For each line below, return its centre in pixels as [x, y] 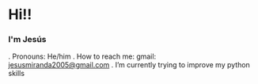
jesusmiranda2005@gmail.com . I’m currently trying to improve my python [129, 65]
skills [17, 74]
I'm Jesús [27, 40]
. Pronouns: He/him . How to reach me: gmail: [82, 56]
